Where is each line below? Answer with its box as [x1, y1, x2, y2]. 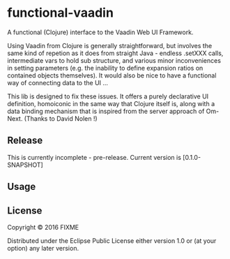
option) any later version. [7, 244, 79, 252]
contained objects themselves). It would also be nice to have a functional [7, 71, 217, 80]
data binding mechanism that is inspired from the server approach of [7, 107, 205, 115]
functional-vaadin [7, 5, 114, 21]
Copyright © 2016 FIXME [7, 223, 79, 231]
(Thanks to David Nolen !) [24, 114, 98, 123]
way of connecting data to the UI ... [7, 78, 109, 87]
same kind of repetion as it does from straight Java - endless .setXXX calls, [7, 49, 224, 57]
